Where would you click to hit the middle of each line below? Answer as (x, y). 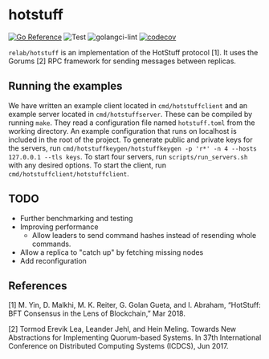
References (38, 286)
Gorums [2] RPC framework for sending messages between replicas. (122, 61)
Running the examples (65, 86)
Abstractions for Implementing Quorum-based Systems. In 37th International (135, 337)
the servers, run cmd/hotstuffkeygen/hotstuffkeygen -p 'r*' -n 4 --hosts (132, 148)
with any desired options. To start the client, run (88, 165)
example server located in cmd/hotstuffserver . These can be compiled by (130, 114)
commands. (51, 244)
